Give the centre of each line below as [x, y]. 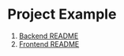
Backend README [49, 36]
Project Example [62, 14]
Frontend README [49, 44]
